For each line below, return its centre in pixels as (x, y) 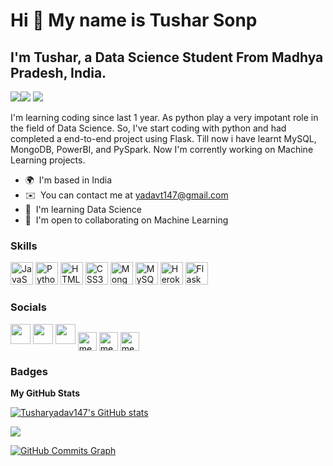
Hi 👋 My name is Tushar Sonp (134, 20)
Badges (29, 371)
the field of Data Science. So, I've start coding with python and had (148, 128)
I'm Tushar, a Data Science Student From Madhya (167, 57)
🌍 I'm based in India (68, 180)
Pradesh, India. (58, 72)
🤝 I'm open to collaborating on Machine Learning (126, 220)
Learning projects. (48, 160)
